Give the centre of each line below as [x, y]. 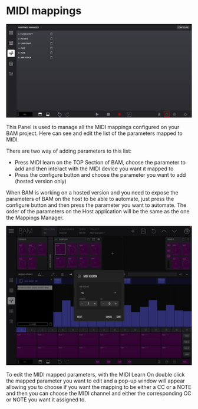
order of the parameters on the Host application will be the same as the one [98, 212]
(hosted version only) [40, 182]
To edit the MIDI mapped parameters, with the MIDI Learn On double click [95, 375]
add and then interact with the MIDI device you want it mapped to [94, 169]
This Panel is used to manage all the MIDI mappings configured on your [93, 127]
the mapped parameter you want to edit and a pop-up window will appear [96, 381]
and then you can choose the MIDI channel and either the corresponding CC [99, 394]
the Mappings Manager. [35, 218]
